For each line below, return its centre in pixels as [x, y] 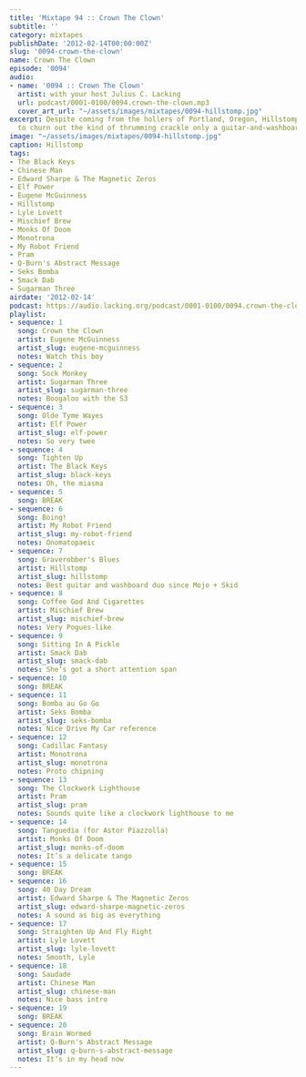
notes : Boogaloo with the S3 [73, 399]
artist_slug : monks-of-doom [71, 848]
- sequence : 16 [38, 881]
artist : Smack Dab [53, 653]
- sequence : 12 [38, 737]
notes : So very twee [56, 441]
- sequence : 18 [38, 966]
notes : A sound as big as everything [89, 915]
